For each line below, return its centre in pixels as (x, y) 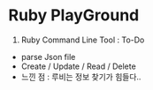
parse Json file (48, 56)
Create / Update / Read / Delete (78, 66)
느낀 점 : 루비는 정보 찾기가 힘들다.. (81, 77)
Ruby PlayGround (74, 15)
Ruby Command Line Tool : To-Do (83, 40)
